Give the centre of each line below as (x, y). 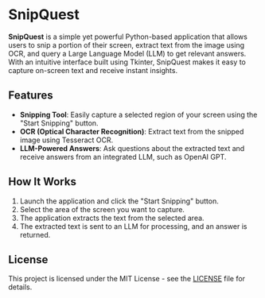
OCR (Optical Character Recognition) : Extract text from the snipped (132, 131)
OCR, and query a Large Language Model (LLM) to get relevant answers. (127, 53)
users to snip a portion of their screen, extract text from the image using (127, 45)
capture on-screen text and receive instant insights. (93, 70)
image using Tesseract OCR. (66, 140)
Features (31, 96)
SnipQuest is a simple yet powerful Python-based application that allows (128, 37)
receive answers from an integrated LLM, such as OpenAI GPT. (123, 157)
